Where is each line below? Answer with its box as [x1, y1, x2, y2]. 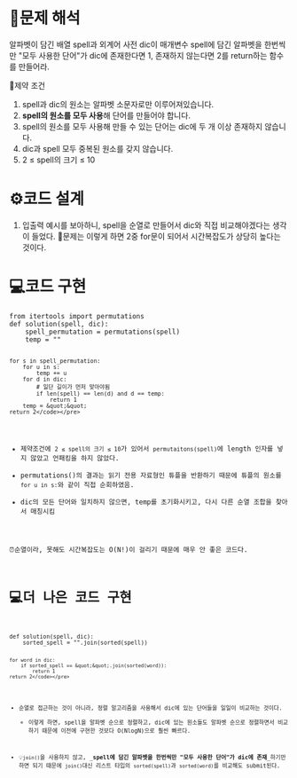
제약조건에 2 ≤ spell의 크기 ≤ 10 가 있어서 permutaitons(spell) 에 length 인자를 [20, 444, 274, 453]
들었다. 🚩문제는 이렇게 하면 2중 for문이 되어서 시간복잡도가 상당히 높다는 [31, 231, 281, 241]
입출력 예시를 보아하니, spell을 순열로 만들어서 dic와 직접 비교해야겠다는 [21, 219, 270, 231]
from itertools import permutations [9, 311, 145, 320]
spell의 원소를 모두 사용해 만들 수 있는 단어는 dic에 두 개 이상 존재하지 [21, 121, 263, 131]
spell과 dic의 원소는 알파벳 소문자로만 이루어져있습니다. [21, 98, 215, 109]
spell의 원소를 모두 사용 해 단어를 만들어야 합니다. [21, 110, 191, 121]
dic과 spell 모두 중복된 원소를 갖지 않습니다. [21, 143, 174, 153]
